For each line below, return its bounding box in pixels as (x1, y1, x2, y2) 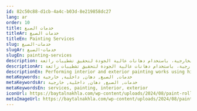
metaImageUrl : (6, 96, 41, 102)
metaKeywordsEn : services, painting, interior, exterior (6, 85, 148, 91)
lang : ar (6, 14, 28, 20)
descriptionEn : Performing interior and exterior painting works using (6, 69, 185, 75)
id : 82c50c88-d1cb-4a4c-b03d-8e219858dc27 (6, 8, 111, 15)
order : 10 (6, 19, 30, 25)
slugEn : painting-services (6, 52, 72, 58)
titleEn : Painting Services (6, 36, 75, 42)
